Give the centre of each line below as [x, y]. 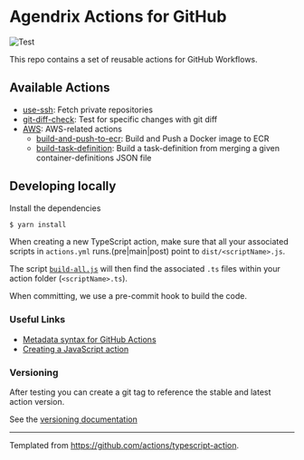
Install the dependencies [55, 208]
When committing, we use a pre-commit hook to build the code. [128, 296]
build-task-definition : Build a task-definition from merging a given [158, 148]
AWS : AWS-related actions [72, 129]
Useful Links [38, 320]
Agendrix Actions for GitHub [118, 17]
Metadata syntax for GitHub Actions [89, 339]
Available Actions [60, 88]
